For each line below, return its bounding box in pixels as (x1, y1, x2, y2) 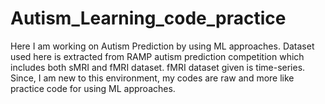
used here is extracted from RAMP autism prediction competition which (10, 50, 305, 62)
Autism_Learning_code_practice (10, 7, 287, 30)
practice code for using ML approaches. (10, 82, 176, 94)
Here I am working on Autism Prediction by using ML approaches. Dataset (10, 40, 315, 52)
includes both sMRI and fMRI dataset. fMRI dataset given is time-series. (10, 61, 306, 73)
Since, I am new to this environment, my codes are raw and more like (10, 72, 295, 84)
